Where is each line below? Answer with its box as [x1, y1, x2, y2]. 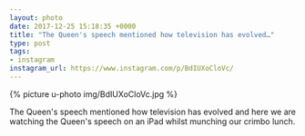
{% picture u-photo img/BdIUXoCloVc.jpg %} [9, 88, 178, 100]
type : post [9, 38, 51, 48]
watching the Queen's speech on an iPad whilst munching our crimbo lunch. [9, 115, 296, 127]
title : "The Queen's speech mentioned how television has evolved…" [9, 30, 275, 39]
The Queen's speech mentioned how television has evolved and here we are [9, 106, 297, 117]
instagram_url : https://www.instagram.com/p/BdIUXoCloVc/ [9, 64, 234, 73]
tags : [9, 47, 30, 56]
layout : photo [9, 13, 64, 23]
